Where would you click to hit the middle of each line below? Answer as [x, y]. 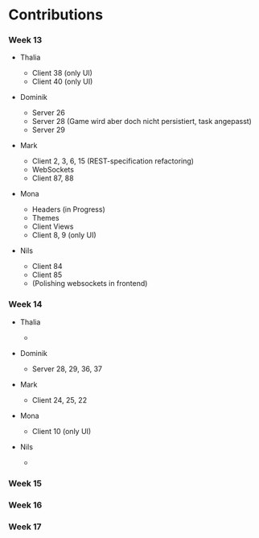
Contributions [55, 15]
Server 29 [49, 130]
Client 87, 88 [53, 178]
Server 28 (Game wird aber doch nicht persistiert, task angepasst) [142, 122]
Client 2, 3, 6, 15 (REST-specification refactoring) [113, 161]
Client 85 [47, 275]
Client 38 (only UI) [62, 73]
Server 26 [49, 113]
